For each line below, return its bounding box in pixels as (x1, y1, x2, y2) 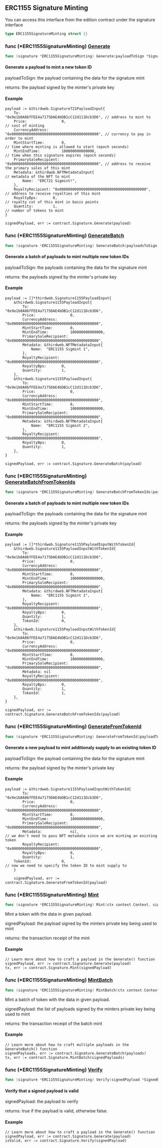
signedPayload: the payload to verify (5, 1099, 79, 1104)
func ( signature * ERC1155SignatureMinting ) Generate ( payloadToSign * (5, 53, 149, 59)
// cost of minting (5, 123, 45, 128)
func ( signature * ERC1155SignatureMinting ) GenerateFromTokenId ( (5, 734, 140, 739)
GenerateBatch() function (5, 1047, 57, 1051)
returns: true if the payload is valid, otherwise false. (5, 1108, 108, 1114)
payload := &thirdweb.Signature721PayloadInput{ (5, 106, 105, 111)
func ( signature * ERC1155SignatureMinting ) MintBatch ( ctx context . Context (5, 987, 160, 993)
